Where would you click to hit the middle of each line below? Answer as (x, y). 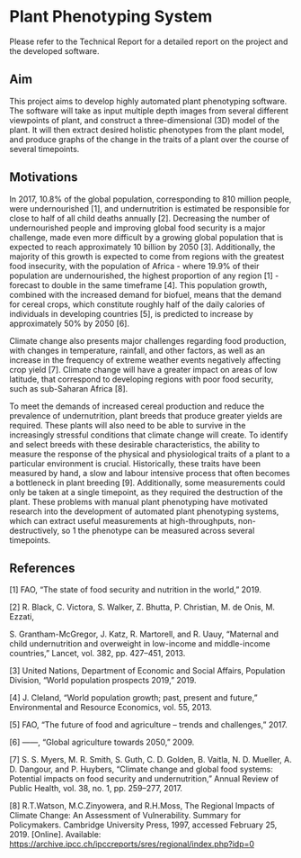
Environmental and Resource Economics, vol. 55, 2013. (111, 708)
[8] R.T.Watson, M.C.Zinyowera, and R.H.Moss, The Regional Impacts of (142, 806)
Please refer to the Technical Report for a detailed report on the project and (149, 41)
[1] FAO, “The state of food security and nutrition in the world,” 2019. (136, 590)
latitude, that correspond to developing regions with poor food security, (142, 379)
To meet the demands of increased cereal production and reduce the (137, 406)
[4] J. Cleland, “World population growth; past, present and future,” (133, 698)
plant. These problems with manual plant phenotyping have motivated (138, 501)
